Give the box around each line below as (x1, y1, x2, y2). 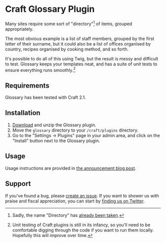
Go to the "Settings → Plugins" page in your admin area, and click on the (12, 132, 161, 138)
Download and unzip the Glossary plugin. (12, 122, 96, 128)
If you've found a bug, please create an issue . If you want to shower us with (5, 193, 160, 198)
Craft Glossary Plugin (5, 3, 95, 15)
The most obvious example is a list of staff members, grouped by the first (5, 36, 155, 42)
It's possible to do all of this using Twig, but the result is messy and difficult (5, 55, 159, 61)
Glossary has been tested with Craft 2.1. (5, 95, 86, 100)
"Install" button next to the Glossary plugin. (12, 138, 100, 144)
